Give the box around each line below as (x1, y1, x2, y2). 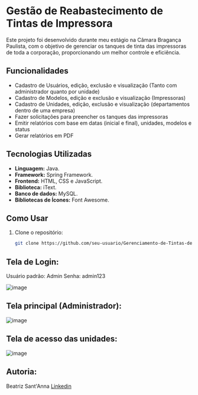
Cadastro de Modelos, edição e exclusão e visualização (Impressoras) (14, 94, 186, 101)
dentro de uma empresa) (14, 106, 76, 114)
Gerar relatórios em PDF (14, 132, 74, 139)
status (14, 125, 30, 132)
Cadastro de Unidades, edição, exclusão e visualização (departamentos (14, 101, 190, 108)
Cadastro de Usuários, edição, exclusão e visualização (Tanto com (14, 82, 177, 89)
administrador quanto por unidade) (14, 88, 100, 95)
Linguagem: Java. (14, 164, 60, 172)
